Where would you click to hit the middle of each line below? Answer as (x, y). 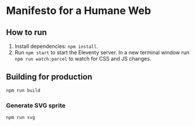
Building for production (49, 77)
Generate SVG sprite (36, 105)
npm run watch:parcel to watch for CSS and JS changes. (83, 59)
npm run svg (20, 117)
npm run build (23, 90)
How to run (27, 32)
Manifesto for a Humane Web (78, 11)
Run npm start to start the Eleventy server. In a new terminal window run (102, 52)
